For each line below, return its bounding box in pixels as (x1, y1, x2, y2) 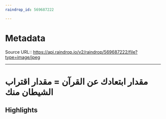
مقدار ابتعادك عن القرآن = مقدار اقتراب (5, 76, 148, 87)
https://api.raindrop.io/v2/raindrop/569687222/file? (33, 49, 138, 55)
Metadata (5, 32, 45, 44)
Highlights (5, 106, 38, 115)
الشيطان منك (5, 87, 53, 97)
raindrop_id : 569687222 (5, 7, 54, 12)
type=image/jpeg (5, 54, 41, 60)
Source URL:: (5, 49, 32, 55)
